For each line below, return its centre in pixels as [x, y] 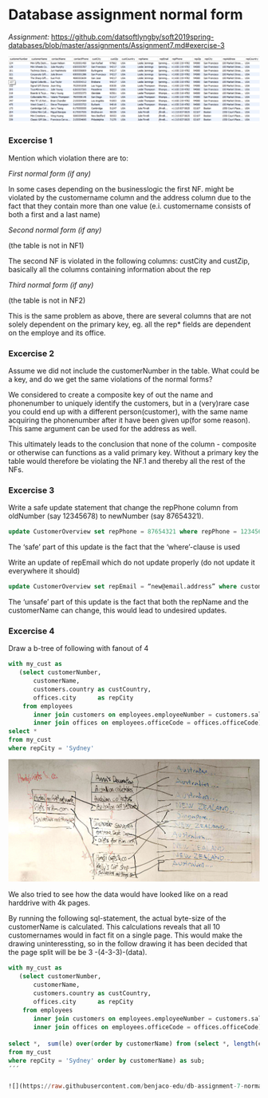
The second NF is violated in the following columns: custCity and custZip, [129, 260]
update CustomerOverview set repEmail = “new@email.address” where [123, 587]
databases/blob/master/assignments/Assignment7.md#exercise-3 [116, 45]
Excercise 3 [32, 490]
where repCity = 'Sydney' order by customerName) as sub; [106, 1061]
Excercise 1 [31, 141]
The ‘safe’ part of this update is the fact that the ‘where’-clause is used [124, 547]
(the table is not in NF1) [46, 245]
